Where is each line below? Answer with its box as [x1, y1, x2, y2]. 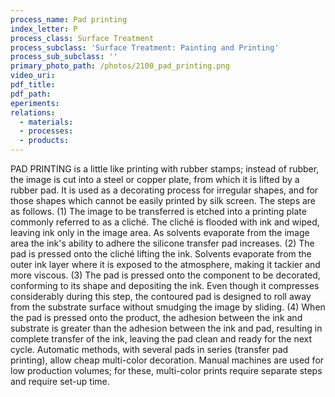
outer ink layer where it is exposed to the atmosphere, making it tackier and [10, 259, 321, 270]
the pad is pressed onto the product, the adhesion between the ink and [10, 312, 303, 323]
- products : [19, 136, 70, 146]
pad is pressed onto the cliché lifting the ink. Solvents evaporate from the [10, 248, 312, 260]
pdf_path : [10, 89, 52, 99]
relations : [10, 107, 56, 118]
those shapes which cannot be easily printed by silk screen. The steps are [10, 195, 317, 206]
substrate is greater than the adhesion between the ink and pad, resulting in [10, 322, 323, 334]
